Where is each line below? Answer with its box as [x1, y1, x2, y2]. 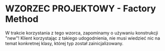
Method [5, 13, 39, 25]
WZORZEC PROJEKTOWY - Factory [5, 3, 156, 14]
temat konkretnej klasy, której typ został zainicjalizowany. [5, 40, 124, 46]
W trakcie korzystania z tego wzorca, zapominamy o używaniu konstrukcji [5, 30, 158, 36]
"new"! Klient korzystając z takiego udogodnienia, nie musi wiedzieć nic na [5, 35, 160, 41]
